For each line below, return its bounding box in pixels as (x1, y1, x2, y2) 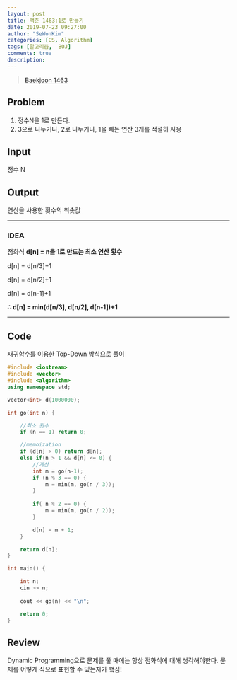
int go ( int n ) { (7, 409, 55, 416)
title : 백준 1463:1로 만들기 (7, 17, 85, 24)
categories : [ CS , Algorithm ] (7, 37, 93, 44)
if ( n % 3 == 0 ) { (32, 474, 87, 481)
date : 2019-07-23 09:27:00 (7, 23, 87, 30)
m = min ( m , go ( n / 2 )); (44, 507, 115, 514)
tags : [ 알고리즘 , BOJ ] (7, 43, 72, 50)
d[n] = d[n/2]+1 (7, 275, 51, 284)
